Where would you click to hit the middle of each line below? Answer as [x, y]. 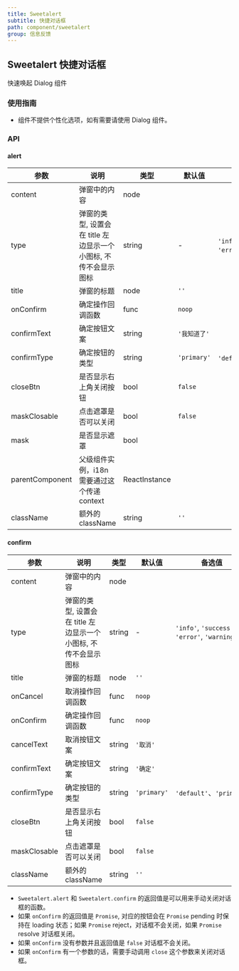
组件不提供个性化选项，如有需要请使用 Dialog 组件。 [94, 120]
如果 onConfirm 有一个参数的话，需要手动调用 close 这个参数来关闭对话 [121, 951]
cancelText [30, 744]
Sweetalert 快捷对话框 [57, 64]
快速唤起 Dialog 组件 [37, 83]
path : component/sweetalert [49, 27]
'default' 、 [195, 793]
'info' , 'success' [205, 628]
